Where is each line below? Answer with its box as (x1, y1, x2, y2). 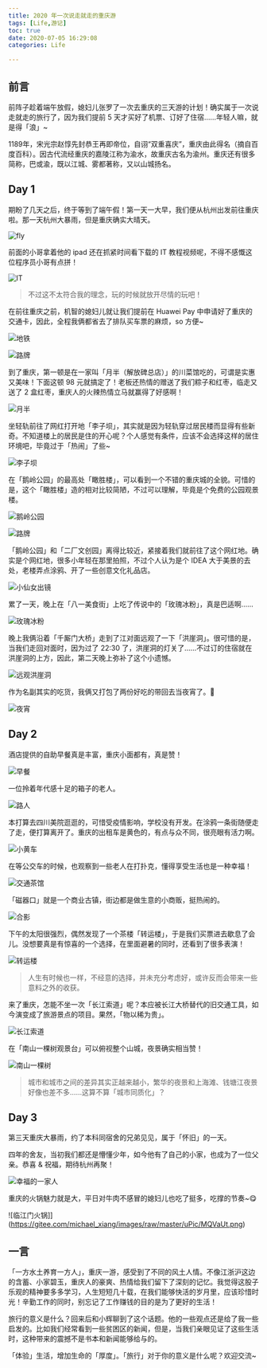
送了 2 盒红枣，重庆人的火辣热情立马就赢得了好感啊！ (8, 387, 184, 397)
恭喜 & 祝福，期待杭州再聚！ (21, 1160, 114, 1170)
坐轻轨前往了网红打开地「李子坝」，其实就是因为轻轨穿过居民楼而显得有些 (8, 421, 249, 430)
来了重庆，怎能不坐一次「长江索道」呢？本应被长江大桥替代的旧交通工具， (8, 999, 252, 1009)
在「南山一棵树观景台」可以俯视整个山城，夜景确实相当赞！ (8, 1043, 203, 1052)
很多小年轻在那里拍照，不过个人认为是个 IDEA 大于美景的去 (56, 555, 251, 565)
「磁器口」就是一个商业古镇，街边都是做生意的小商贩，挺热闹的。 (8, 895, 224, 904)
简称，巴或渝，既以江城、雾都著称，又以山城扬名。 (8, 159, 176, 168)
